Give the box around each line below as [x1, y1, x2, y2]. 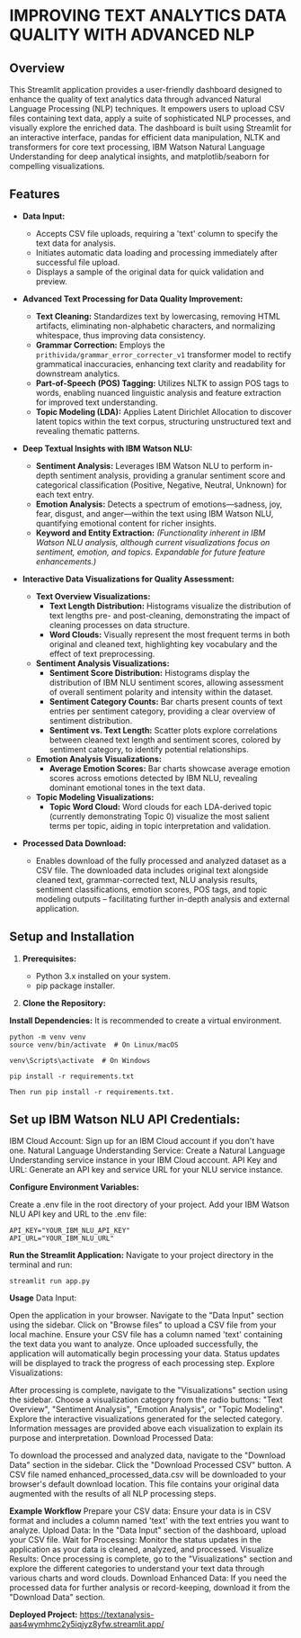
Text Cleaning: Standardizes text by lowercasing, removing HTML [35, 310, 281, 321]
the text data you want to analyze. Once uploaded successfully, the [9, 1338, 259, 1350]
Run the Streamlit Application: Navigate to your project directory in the [9, 1250, 274, 1261]
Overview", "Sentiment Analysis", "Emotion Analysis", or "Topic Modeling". [9, 1404, 285, 1415]
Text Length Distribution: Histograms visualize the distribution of [49, 600, 292, 611]
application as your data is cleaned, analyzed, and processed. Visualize [9, 1544, 274, 1555]
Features [9, 186, 60, 202]
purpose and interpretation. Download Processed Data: [9, 1433, 214, 1444]
